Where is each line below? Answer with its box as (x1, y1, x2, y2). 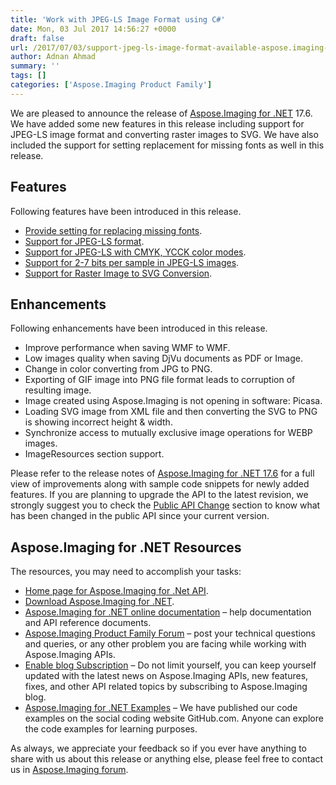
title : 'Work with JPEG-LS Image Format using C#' (10, 14, 226, 25)
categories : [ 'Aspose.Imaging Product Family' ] (10, 80, 213, 90)
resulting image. (24, 384, 92, 396)
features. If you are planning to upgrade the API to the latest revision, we (10, 489, 309, 501)
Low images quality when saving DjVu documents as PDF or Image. (24, 352, 303, 365)
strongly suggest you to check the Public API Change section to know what (10, 499, 321, 511)
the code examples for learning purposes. (24, 723, 198, 735)
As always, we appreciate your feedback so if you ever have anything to (10, 742, 308, 755)
